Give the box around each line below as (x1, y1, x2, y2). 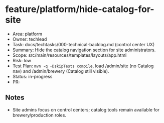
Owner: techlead (12, 36, 47, 42)
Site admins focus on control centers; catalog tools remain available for (12, 106, 159, 112)
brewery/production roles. (12, 112, 67, 118)
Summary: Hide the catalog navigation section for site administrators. (12, 47, 156, 53)
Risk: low (12, 57, 32, 63)
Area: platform (12, 31, 43, 37)
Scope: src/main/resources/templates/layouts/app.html (12, 52, 127, 58)
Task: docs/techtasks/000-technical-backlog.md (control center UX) (12, 41, 155, 47)
